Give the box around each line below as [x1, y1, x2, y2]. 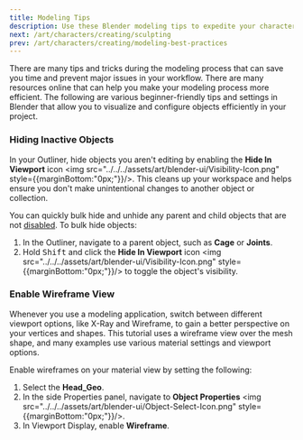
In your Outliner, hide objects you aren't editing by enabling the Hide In [9, 154, 272, 165]
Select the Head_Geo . [22, 381, 105, 392]
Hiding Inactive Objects [9, 133, 115, 146]
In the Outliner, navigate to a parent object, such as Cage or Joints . [22, 236, 273, 248]
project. [9, 111, 39, 122]
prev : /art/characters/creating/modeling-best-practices [9, 38, 228, 48]
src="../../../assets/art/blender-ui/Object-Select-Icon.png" [22, 400, 237, 411]
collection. [9, 192, 49, 203]
